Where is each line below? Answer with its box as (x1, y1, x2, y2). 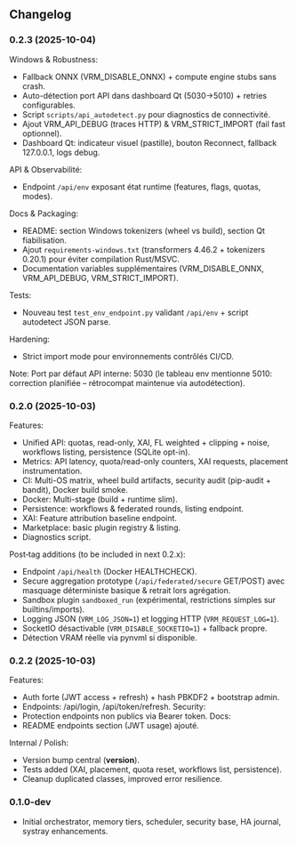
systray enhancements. (21, 825, 108, 836)
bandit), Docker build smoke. (21, 484, 129, 495)
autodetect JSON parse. (21, 316, 111, 327)
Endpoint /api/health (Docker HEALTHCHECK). (21, 566, 197, 576)
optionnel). (21, 128, 62, 139)
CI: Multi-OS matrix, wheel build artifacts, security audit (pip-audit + (21, 475, 271, 486)
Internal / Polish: (9, 737, 69, 748)
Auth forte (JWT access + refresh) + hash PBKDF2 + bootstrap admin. (21, 692, 280, 703)
